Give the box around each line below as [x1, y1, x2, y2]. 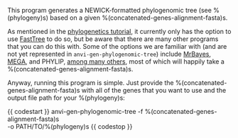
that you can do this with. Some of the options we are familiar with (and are [7, 42, 227, 50]
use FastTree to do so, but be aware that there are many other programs [7, 35, 219, 43]
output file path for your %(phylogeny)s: [7, 93, 126, 102]
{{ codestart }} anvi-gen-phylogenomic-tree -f [7, 108, 144, 115]
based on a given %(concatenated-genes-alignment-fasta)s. [49, 13, 228, 22]
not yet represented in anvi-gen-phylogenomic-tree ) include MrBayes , [7, 50, 212, 58]
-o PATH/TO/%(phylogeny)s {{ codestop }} [7, 122, 133, 130]
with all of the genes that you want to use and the [81, 86, 227, 94]
